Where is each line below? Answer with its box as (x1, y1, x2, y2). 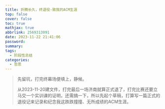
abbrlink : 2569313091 (5, 30, 50, 35)
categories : (5, 57, 30, 62)
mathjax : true (5, 26, 35, 30)
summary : (5, 44, 23, 49)
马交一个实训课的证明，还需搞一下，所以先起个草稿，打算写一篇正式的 (17, 93, 161, 99)
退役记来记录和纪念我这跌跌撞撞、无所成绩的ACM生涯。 (17, 99, 131, 105)
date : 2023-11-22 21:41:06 (5, 35, 61, 40)
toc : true (5, 21, 26, 26)
